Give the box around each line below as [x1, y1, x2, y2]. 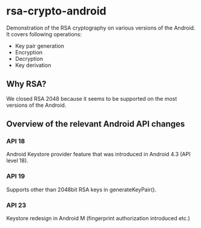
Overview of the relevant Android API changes [6, 119, 185, 129]
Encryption [15, 48, 43, 55]
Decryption [15, 55, 44, 62]
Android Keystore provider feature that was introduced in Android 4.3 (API [6, 151, 191, 158]
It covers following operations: [6, 30, 82, 37]
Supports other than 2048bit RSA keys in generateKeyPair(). [6, 186, 157, 193]
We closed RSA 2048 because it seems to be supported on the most [6, 95, 177, 102]
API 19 [6, 172, 25, 180]
